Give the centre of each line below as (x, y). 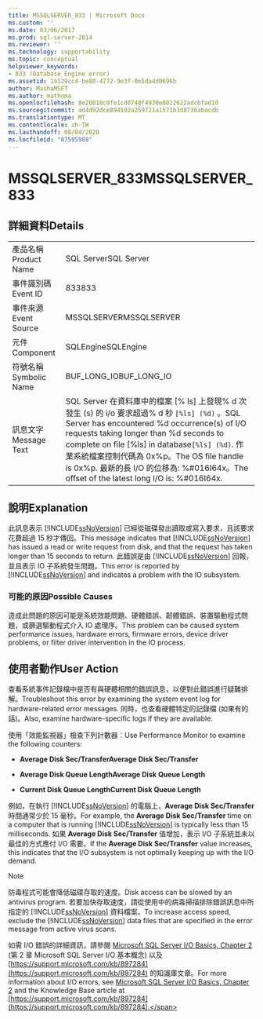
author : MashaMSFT (38, 88)
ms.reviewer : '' (34, 45)
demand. (22, 861)
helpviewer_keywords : (43, 67)
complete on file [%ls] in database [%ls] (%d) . (150, 444)
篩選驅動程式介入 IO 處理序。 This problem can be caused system (134, 625)
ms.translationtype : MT (47, 118)
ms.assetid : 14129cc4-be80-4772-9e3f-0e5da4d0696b (92, 81)
